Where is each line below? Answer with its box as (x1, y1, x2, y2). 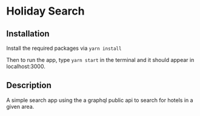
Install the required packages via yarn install (6, 44, 122, 52)
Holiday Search (6, 4, 85, 18)
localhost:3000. (6, 63, 45, 70)
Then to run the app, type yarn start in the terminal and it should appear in (6, 56, 195, 63)
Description (6, 80, 52, 90)
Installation (6, 29, 50, 39)
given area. (6, 103, 35, 110)
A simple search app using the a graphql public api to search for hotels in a (6, 96, 193, 104)
